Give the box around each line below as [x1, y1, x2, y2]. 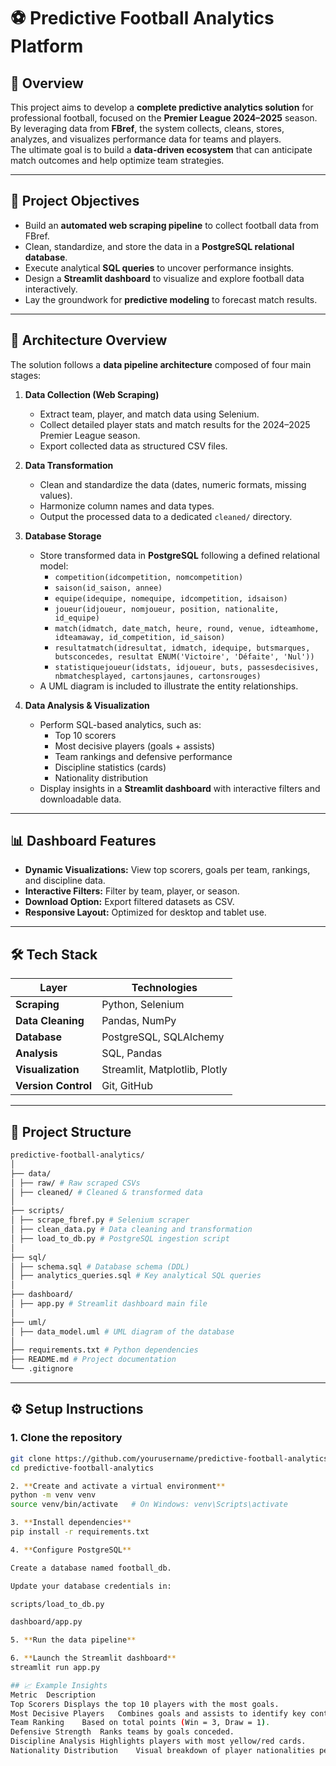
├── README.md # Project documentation [10, 1355, 177, 1365]
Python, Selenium [101, 998, 185, 1012]
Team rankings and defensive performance [54, 750, 233, 762]
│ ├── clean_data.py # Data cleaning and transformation [10, 1225, 253, 1235]
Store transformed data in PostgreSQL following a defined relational [39, 549, 320, 561]
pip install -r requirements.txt [10, 1527, 150, 1537]
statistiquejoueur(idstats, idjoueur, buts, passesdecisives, [54, 662, 320, 672]
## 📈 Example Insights [10, 1680, 108, 1690]
